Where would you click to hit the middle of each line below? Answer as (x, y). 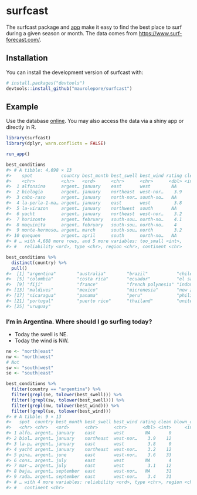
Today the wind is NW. (42, 340)
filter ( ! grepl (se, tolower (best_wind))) (61, 411)
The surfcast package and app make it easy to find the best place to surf (94, 27)
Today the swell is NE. (41, 334)
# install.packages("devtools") (45, 83)
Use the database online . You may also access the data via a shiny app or (95, 121)
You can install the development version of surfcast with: (75, 72)
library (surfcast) (28, 138)
